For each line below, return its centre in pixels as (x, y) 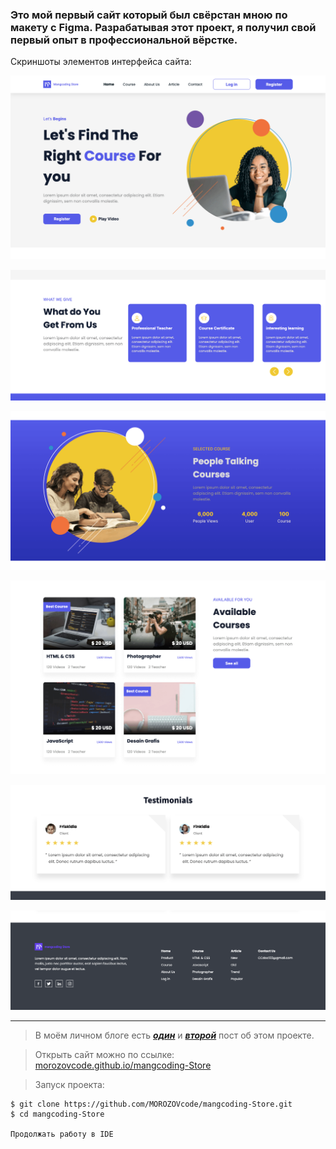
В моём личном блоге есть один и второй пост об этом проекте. (174, 1035)
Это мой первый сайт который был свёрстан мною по (149, 15)
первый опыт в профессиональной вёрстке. (124, 40)
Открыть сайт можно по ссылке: (104, 1054)
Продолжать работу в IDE (62, 1134)
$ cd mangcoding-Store (57, 1114)
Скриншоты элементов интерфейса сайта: (101, 62)
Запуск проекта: (69, 1084)
